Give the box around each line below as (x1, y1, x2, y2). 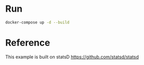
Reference (5, 37, 50, 48)
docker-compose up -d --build (5, 20, 70, 25)
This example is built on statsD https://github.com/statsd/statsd (5, 54, 139, 60)
